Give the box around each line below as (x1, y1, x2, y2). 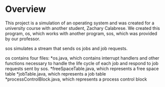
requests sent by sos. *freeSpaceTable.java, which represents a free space (5, 66, 159, 72)
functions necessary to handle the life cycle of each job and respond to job (5, 60, 159, 66)
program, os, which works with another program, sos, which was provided (5, 30, 158, 36)
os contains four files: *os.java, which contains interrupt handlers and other (5, 55, 160, 61)
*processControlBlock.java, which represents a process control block (5, 76, 148, 82)
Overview (5, 3, 46, 15)
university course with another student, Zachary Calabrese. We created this (5, 25, 160, 31)
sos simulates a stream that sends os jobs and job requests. (5, 45, 128, 51)
